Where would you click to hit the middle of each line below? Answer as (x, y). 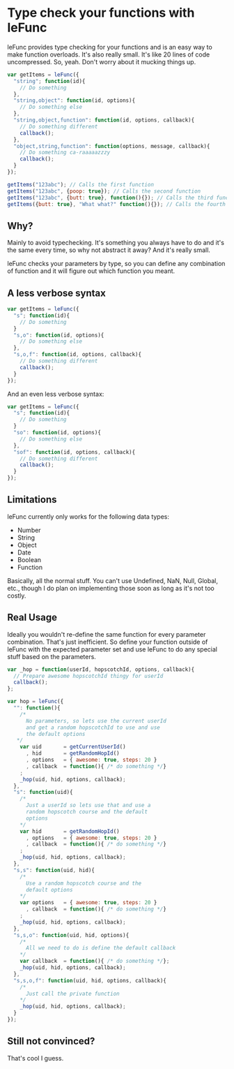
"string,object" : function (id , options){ (75, 101)
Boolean (29, 559)
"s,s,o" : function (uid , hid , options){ (71, 935)
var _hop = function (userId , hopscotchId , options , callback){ (101, 669)
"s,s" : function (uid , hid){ (54, 870)
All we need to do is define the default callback (101, 948)
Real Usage (32, 618)
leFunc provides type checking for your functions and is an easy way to (110, 47)
